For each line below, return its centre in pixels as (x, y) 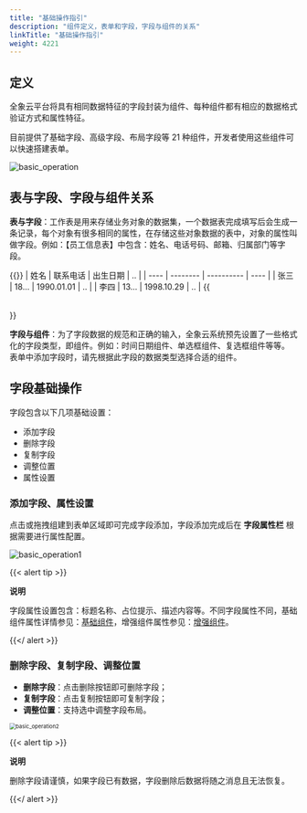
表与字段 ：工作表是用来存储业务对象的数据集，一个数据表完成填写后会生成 (149, 221)
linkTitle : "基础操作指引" (57, 35)
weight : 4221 (34, 43)
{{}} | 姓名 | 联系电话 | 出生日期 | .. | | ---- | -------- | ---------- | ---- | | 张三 (152, 275)
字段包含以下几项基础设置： (62, 412)
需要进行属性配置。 (53, 536)
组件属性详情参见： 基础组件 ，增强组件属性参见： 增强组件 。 (122, 621)
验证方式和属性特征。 (49, 118)
